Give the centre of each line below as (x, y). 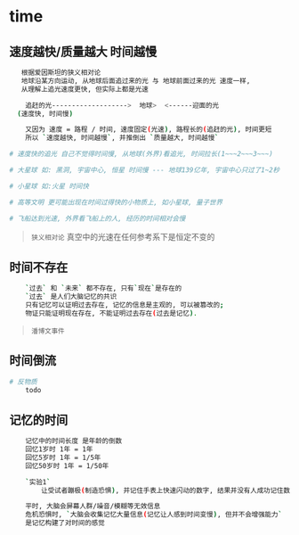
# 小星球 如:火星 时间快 (49, 186)
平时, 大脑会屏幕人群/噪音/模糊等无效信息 (93, 506)
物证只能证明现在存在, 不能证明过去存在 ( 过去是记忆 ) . (111, 313)
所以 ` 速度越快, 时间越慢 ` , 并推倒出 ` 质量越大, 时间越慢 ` (122, 138)
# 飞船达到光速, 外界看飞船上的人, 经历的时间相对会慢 (97, 218)
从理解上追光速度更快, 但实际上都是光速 (85, 89)
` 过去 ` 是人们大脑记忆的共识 (71, 297)
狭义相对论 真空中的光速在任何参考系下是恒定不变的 (123, 236)
